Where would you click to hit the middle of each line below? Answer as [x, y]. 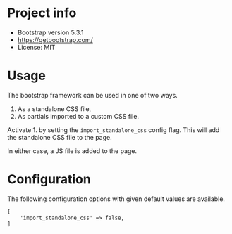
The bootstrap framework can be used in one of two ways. [92, 95]
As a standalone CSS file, [54, 109]
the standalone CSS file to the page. [60, 137]
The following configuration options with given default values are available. [116, 199]
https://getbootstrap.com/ [55, 39]
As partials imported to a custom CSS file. [78, 116]
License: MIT [36, 47]
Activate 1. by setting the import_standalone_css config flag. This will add [114, 130]
